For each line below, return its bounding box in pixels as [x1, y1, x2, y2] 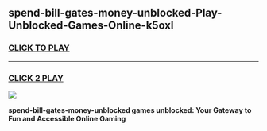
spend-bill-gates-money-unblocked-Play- [8, 6, 222, 20]
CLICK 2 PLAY [8, 72, 64, 83]
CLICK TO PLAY [8, 43, 70, 54]
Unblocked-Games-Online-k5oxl [8, 19, 174, 33]
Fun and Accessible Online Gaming [8, 114, 126, 123]
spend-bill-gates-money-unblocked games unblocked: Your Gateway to [8, 105, 252, 114]
